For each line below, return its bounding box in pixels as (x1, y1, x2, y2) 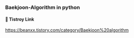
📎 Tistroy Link (5, 16, 34, 22)
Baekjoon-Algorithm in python (5, 4, 80, 11)
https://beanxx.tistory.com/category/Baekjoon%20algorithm (5, 27, 129, 33)
